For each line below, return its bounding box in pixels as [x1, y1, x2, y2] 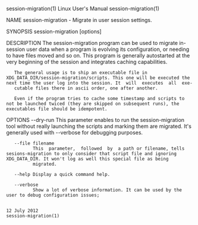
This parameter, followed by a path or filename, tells [32, 146, 185, 152]
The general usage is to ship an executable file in [14, 70, 147, 76]
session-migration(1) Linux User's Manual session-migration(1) [6, 5, 159, 12]
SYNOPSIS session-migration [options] [6, 28, 102, 35]
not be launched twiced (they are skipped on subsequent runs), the [6, 101, 180, 107]
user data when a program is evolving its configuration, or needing [26, 46, 190, 53]
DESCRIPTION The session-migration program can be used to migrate [6, 40, 178, 46]
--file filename [14, 140, 55, 146]
